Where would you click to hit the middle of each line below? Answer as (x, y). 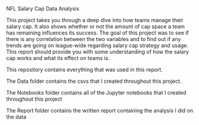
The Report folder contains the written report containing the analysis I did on (100, 110)
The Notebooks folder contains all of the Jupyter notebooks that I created (96, 93)
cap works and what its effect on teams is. (58, 58)
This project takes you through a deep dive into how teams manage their (95, 20)
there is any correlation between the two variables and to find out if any (94, 39)
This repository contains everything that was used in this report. (85, 70)
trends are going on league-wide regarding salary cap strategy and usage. (97, 45)
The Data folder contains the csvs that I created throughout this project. (94, 81)
